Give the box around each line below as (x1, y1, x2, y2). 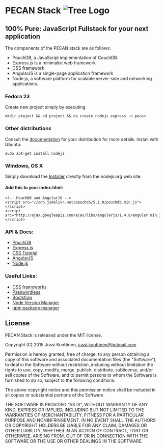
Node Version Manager (12, 300, 59, 306)
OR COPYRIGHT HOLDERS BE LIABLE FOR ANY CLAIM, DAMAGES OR (5, 422, 147, 428)
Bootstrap (12, 294, 32, 300)
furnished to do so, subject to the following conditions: (5, 377, 115, 383)
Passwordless (12, 289, 41, 295)
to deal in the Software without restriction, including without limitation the (5, 362, 153, 367)
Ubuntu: (5, 141, 22, 147)
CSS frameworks (12, 284, 47, 290)
